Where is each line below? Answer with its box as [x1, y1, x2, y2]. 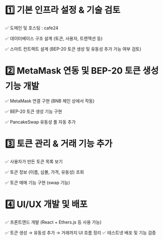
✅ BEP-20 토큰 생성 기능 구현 [5, 108, 62, 114]
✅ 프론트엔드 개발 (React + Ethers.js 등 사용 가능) [5, 219, 102, 225]
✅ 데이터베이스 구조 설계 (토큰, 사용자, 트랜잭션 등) [5, 35, 103, 41]
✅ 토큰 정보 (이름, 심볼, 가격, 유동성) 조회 [5, 169, 84, 175]
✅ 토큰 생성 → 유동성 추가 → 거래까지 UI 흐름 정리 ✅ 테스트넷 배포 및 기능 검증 [5, 230, 157, 236]
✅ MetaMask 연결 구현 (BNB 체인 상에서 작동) [5, 97, 95, 104]
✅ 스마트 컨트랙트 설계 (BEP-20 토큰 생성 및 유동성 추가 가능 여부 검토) [5, 46, 142, 52]
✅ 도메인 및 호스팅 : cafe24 [5, 25, 59, 31]
